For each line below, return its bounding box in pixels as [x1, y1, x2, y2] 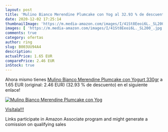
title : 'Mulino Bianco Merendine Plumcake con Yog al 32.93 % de [5, 12, 144, 17]
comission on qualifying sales [5, 122, 66, 128]
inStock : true [5, 63, 35, 68]
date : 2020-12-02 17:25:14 [5, 16, 61, 21]
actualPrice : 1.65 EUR [5, 53, 52, 59]
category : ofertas [5, 35, 43, 40]
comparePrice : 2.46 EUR [5, 58, 55, 63]
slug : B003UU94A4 [5, 44, 41, 49]
